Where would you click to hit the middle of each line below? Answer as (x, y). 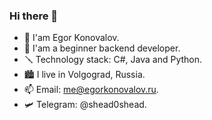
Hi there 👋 (34, 16)
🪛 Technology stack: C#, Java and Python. (113, 60)
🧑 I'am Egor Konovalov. (71, 38)
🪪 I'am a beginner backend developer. (102, 48)
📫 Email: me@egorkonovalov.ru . (91, 90)
